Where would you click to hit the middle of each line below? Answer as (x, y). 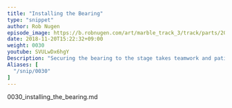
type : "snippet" (30, 20)
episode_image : (29, 33)
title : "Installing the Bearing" (55, 13)
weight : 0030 (26, 45)
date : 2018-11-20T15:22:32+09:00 (55, 39)
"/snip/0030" (32, 71)
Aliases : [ (23, 65)
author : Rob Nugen (33, 26)
